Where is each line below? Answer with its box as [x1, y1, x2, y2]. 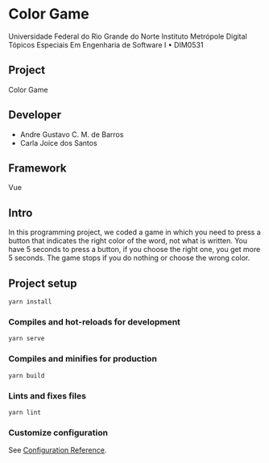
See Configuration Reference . [8, 445, 107, 455]
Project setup [8, 276, 78, 290]
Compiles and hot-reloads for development [8, 316, 181, 327]
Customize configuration [8, 427, 109, 438]
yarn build [8, 371, 45, 379]
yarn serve [8, 335, 45, 343]
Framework [8, 161, 67, 175]
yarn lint [8, 408, 42, 416]
